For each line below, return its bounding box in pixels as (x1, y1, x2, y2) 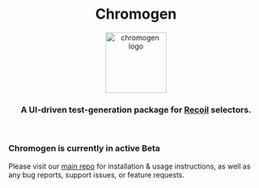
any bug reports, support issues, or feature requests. (8, 169, 185, 179)
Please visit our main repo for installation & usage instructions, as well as (8, 161, 251, 171)
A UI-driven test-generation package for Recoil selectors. (20, 104, 252, 115)
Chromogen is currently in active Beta (8, 143, 160, 154)
